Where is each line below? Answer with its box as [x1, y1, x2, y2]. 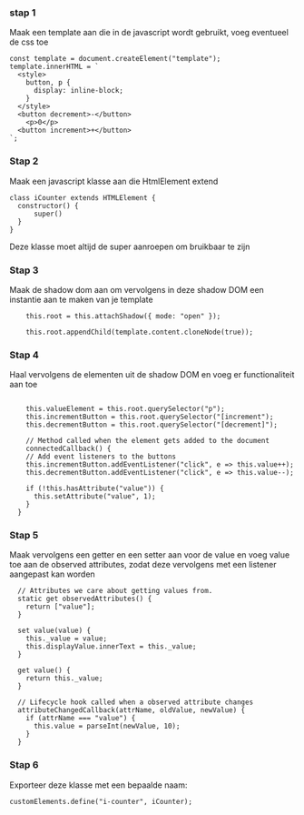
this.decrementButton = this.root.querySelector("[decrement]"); [25, 420, 279, 429]
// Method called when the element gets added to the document [25, 437, 270, 446]
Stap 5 [9, 529, 39, 542]
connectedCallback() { [25, 444, 112, 454]
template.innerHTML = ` [9, 62, 100, 72]
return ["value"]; [25, 602, 95, 611]
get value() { [17, 666, 71, 675]
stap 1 [9, 6, 36, 19]
